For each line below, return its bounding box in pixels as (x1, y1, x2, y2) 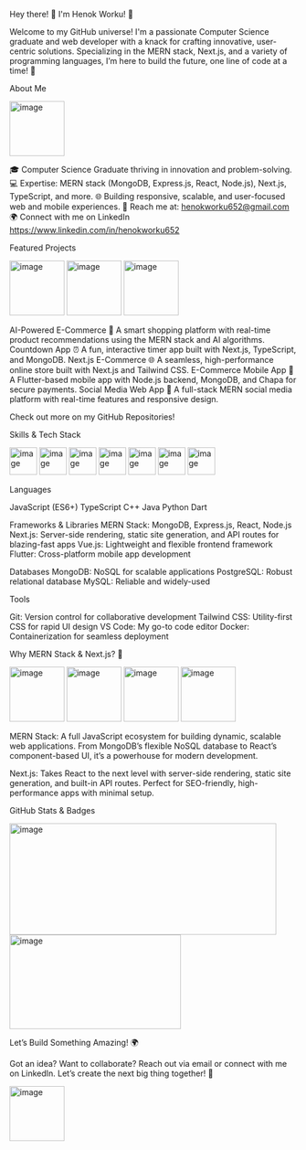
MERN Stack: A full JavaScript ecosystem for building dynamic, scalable (9, 731, 281, 741)
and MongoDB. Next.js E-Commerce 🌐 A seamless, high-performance (9, 355, 274, 365)
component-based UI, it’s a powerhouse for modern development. (9, 751, 259, 761)
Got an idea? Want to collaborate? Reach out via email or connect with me (9, 1059, 288, 1069)
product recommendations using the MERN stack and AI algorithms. (9, 335, 265, 345)
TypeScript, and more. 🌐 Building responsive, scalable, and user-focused (9, 191, 286, 201)
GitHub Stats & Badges (9, 805, 96, 815)
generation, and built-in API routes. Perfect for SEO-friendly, (9, 778, 237, 788)
